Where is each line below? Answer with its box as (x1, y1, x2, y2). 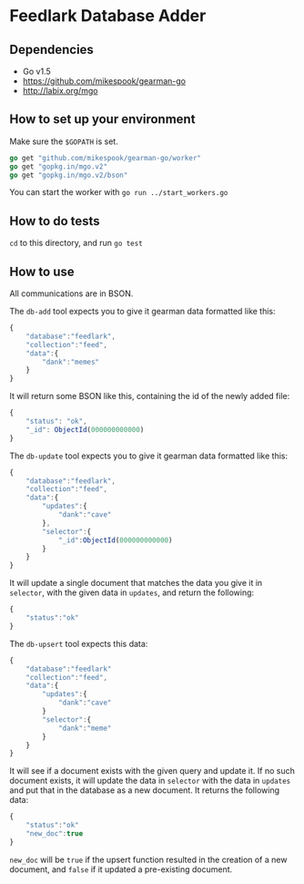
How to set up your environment (9, 111, 196, 128)
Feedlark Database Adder (9, 5, 207, 26)
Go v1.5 (22, 66, 52, 77)
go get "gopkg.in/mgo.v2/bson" (9, 170, 128, 180)
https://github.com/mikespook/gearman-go (22, 76, 187, 87)
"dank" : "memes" (42, 357, 100, 366)
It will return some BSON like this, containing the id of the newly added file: (9, 391, 290, 402)
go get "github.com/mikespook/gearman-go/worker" (9, 153, 202, 162)
